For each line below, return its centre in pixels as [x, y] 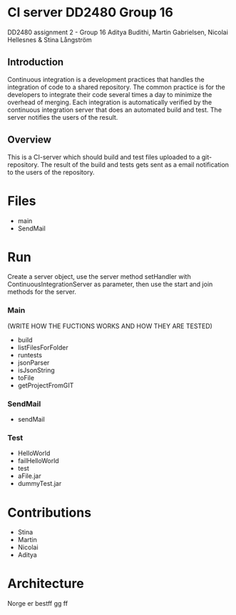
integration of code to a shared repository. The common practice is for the [117, 87]
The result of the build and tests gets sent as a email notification [135, 164]
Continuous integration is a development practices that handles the [106, 79]
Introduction [36, 62]
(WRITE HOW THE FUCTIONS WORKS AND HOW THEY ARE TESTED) [110, 326]
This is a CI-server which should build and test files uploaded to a [104, 157]
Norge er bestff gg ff [38, 604]
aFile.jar [29, 476]
